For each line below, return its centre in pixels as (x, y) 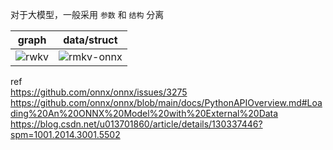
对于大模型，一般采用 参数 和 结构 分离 (87, 14)
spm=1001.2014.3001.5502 (65, 134)
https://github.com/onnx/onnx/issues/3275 (99, 92)
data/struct (90, 40)
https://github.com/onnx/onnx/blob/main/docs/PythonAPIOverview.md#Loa (166, 102)
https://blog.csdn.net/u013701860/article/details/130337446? (136, 124)
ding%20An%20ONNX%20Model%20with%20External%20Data (144, 113)
